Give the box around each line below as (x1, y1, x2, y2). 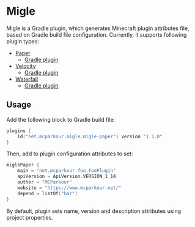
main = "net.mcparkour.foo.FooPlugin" (17, 168, 116, 174)
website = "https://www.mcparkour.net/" (17, 185, 122, 191)
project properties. (6, 214, 53, 221)
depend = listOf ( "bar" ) (17, 190, 78, 196)
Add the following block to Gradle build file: (6, 116, 116, 123)
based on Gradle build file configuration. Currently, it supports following (6, 31, 187, 38)
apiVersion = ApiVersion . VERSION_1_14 (17, 173, 116, 180)
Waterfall (15, 75, 39, 83)
